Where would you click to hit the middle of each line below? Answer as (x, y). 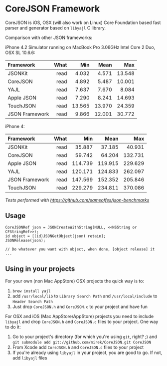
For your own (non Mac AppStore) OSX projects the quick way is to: (75, 281)
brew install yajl (31, 291)
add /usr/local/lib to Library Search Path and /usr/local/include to (85, 296)
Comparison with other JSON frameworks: (49, 37)
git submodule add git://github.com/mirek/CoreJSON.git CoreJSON (82, 342)
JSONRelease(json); (25, 240)
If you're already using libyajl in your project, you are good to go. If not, (87, 352)
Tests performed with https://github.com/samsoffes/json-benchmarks (77, 200)
